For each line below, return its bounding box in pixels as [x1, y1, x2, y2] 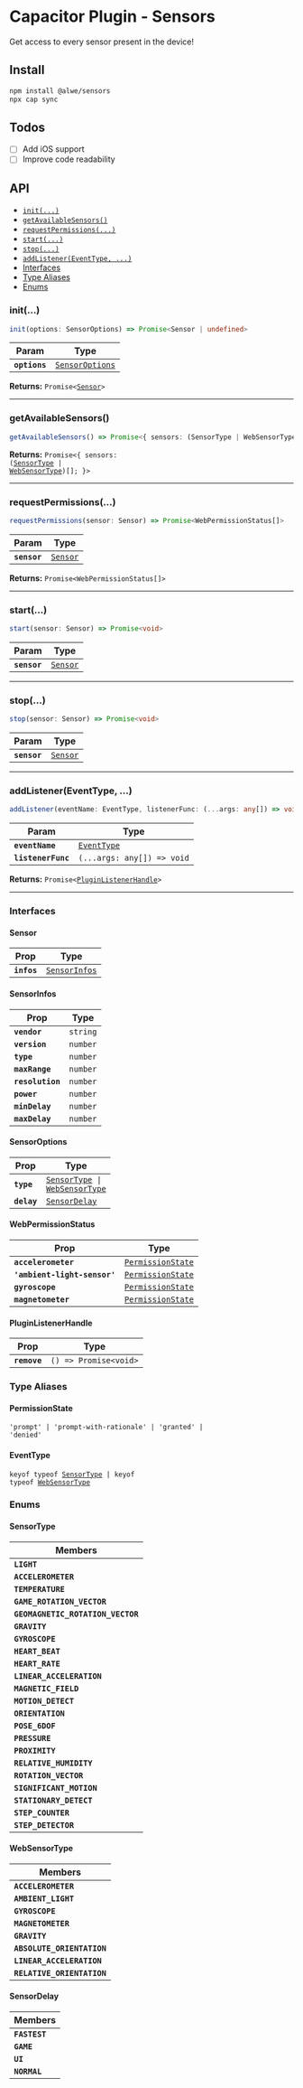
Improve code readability [22, 154, 115, 164]
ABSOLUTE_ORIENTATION [14, 1943, 106, 1953]
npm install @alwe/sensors [9, 86, 111, 96]
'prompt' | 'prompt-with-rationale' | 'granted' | [9, 1423, 204, 1432]
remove [14, 1355, 42, 1366]
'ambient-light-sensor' [14, 1269, 116, 1280]
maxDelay [14, 1113, 51, 1124]
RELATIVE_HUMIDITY [14, 1757, 93, 1768]
